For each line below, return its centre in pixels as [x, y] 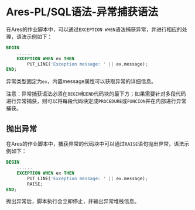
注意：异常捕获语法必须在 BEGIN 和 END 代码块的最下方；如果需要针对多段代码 [96, 94]
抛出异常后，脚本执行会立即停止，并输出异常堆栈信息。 [73, 201]
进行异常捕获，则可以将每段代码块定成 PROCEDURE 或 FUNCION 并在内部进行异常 [96, 101]
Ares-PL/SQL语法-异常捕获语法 [82, 12]
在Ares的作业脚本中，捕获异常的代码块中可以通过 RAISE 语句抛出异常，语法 [95, 144]
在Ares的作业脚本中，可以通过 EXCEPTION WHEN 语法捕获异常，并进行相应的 [94, 29]
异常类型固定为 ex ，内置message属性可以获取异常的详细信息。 [81, 81]
